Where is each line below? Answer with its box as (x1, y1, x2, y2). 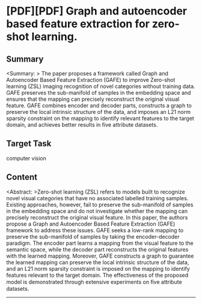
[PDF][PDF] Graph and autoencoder (6, 4, 188, 18)
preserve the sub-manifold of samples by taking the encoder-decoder (6, 233, 180, 240)
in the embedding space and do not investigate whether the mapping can (6, 207, 188, 215)
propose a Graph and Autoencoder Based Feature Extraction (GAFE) (6, 220, 176, 227)
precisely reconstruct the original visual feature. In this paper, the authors (6, 214, 188, 221)
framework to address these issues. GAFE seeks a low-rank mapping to (6, 226, 184, 233)
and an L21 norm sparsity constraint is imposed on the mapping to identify (6, 265, 191, 272)
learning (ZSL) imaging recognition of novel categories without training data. (6, 83, 195, 90)
